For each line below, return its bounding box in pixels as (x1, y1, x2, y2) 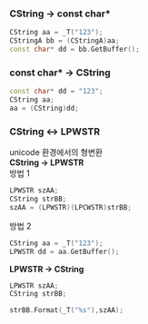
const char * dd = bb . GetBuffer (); (9, 44, 141, 54)
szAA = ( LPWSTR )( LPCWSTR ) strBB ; (9, 202, 132, 211)
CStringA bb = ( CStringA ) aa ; (9, 36, 120, 45)
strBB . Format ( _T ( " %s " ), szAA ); (9, 306, 124, 315)
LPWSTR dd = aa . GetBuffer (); (9, 247, 120, 256)
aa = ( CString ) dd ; (9, 103, 79, 113)
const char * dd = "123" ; (9, 87, 104, 96)
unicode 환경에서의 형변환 (9, 147, 103, 158)
